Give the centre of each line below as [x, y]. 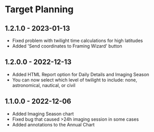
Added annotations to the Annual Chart [53, 124]
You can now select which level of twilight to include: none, [75, 80]
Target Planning [39, 9]
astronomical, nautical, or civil [44, 85]
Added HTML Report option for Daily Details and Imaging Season [81, 74]
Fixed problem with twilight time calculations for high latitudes [78, 40]
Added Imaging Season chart [43, 114]
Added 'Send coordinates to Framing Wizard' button [67, 46]
